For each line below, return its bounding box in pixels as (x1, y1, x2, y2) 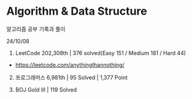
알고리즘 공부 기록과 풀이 (6, 25, 66, 32)
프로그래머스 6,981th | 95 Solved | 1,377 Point (15, 73, 128, 81)
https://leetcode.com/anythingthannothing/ (15, 61, 125, 68)
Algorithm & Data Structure (6, 4, 147, 18)
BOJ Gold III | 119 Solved (15, 86, 77, 93)
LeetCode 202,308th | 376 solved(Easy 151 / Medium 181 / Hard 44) (15, 49, 186, 56)
